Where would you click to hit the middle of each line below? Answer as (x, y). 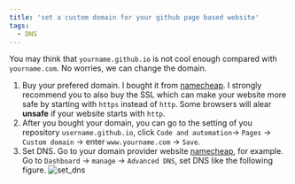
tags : (19, 26)
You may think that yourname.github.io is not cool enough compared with (143, 59)
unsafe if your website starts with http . (93, 114)
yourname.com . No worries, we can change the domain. (108, 68)
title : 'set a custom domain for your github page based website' (134, 17)
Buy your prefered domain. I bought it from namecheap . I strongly (142, 86)
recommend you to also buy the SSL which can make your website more (154, 95)
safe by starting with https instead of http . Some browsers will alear (147, 104)
